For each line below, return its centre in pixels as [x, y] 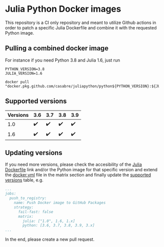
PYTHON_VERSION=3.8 [25, 69]
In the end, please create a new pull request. [50, 239]
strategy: [24, 207]
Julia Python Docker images [63, 9]
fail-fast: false [36, 212]
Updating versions [34, 153]
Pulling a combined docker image [57, 48]
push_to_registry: [28, 198]
